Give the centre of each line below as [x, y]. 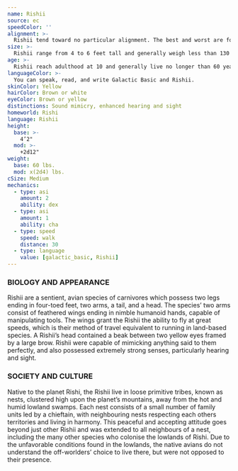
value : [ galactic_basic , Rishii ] [69, 258]
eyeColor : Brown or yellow [47, 100]
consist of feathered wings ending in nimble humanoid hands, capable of [114, 313]
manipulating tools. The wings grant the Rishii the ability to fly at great [109, 320]
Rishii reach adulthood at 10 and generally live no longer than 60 [117, 67]
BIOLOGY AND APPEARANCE [58, 282]
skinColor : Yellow [34, 86]
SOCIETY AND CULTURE [50, 376]
